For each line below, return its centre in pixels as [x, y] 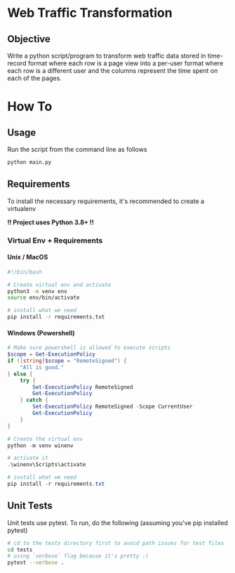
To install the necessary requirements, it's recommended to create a [106, 201]
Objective [29, 39]
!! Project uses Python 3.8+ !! [51, 222]
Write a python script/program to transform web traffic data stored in [107, 56]
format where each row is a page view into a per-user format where [126, 63]
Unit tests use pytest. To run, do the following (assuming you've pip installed [117, 522]
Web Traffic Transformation [90, 13]
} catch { [34, 400]
